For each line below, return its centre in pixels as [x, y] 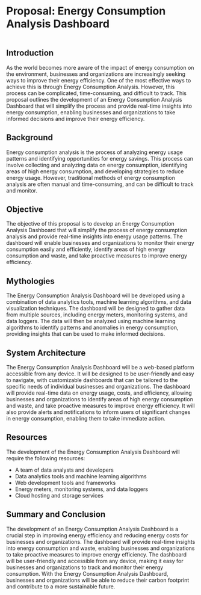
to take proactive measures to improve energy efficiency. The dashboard [97, 554]
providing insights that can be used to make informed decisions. [86, 334]
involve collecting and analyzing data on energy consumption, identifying [97, 165]
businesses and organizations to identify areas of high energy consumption [100, 399]
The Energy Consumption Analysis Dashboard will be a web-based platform [100, 367]
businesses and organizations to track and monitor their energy [85, 567]
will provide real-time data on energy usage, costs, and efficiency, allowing [99, 393]
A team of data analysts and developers [64, 470]
